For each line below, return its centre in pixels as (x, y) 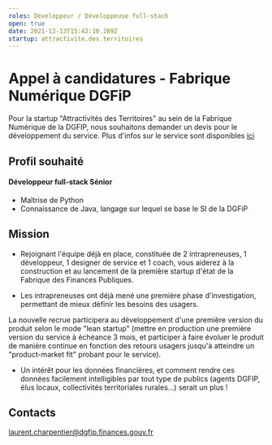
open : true (27, 24)
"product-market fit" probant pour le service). (85, 354)
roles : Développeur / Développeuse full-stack (89, 16)
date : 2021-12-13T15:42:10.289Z (63, 31)
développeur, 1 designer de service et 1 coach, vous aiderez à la (127, 262)
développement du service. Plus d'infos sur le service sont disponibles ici (132, 136)
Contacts (32, 412)
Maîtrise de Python (52, 200)
